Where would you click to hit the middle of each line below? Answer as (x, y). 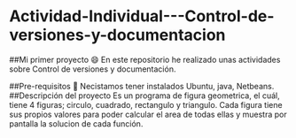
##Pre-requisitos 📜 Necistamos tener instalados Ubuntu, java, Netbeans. (142, 86)
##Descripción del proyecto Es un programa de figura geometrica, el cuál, (145, 96)
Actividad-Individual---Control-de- (142, 16)
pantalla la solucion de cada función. (76, 123)
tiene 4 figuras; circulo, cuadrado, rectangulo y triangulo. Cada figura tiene (146, 104)
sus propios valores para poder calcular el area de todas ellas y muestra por (148, 114)
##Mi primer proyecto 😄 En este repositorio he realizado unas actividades (145, 59)
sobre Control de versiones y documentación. (93, 69)
